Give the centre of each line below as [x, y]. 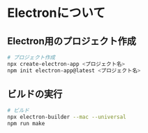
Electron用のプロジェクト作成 [72, 41]
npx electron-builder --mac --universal [67, 117]
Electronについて [57, 13]
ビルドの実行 [35, 94]
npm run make [26, 124]
